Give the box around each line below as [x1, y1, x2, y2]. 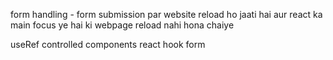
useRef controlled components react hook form [10, 39, 206, 50]
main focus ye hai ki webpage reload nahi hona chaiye [10, 19, 235, 31]
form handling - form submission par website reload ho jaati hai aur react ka [10, 9, 323, 20]
